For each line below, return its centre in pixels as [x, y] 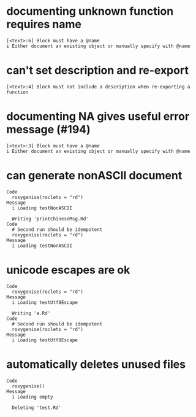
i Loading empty [32, 397]
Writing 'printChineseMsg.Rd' [50, 219]
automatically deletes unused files [96, 364]
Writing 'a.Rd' [31, 313]
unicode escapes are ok [68, 270]
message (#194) [48, 130]
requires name [44, 24]
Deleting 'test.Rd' [37, 407]
